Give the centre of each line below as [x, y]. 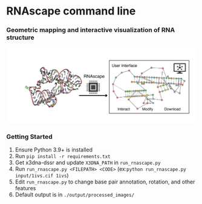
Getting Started [29, 136]
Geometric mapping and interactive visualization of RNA [91, 30]
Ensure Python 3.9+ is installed [54, 150]
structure [20, 37]
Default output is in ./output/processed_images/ [75, 195]
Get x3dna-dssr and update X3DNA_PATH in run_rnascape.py [88, 163]
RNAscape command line [71, 11]
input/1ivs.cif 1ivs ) [42, 176]
